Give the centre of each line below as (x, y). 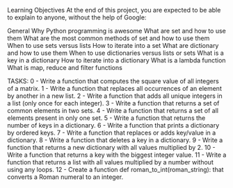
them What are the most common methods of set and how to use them (109, 38)
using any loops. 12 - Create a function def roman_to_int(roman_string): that (115, 170)
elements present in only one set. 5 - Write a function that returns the (106, 118)
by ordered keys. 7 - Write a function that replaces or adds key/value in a (112, 133)
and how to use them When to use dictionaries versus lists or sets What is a (115, 53)
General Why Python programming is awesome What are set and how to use (116, 31)
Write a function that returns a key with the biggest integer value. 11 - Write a (117, 155)
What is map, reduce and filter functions (65, 68)
